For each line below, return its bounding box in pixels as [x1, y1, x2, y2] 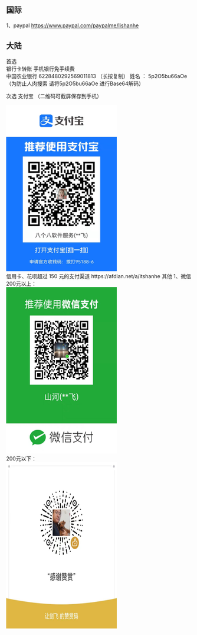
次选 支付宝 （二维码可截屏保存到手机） [6, 92, 102, 99]
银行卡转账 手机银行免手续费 [6, 65, 75, 72]
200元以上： [6, 280, 37, 287]
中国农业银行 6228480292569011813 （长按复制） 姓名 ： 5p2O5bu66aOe [6, 72, 188, 79]
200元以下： [6, 455, 37, 462]
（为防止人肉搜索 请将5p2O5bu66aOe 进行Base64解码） [6, 80, 145, 87]
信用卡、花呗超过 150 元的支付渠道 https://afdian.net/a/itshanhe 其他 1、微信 [6, 272, 192, 279]
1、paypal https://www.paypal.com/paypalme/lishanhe [6, 22, 139, 29]
